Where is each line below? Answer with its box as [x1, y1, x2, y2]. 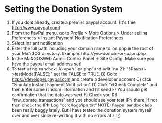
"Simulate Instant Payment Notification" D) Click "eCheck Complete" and [11, 81, 158, 87]
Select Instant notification [11, 40, 63, 46]
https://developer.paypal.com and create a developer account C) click [11, 76, 152, 82]
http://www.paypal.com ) [11, 24, 61, 30]
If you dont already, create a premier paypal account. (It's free [11, 19, 136, 25]
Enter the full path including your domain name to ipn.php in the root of [11, 45, 154, 51]
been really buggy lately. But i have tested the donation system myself [11, 107, 152, 113]
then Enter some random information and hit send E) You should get [11, 87, 147, 92]
